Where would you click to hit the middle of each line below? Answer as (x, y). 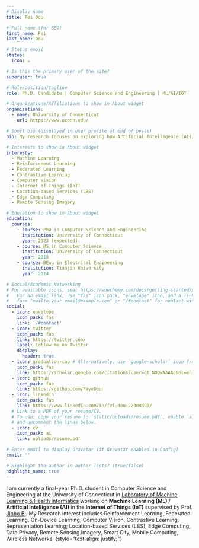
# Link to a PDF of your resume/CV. (57, 411)
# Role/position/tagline (37, 87)
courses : (22, 224)
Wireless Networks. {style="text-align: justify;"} (64, 539)
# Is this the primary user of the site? (58, 71)
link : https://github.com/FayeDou (59, 389)
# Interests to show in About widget (53, 147)
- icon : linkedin (33, 395)
